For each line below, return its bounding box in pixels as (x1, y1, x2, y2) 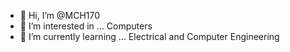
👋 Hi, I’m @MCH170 (19, 10, 101, 21)
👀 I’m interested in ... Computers (19, 20, 153, 32)
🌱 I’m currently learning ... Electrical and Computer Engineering (19, 31, 280, 42)
